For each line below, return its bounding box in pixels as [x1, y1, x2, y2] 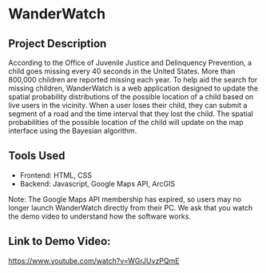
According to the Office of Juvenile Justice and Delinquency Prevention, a [8, 58, 252, 67]
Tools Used [8, 149, 66, 163]
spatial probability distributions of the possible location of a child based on [8, 92, 254, 101]
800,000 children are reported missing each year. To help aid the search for [8, 75, 258, 84]
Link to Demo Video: [8, 235, 111, 248]
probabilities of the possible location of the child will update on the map [8, 118, 244, 126]
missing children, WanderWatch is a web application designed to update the [8, 83, 258, 93]
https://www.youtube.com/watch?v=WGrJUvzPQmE [8, 255, 180, 265]
